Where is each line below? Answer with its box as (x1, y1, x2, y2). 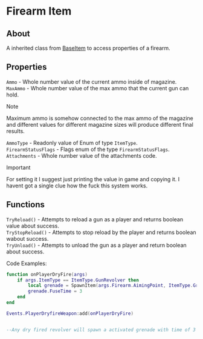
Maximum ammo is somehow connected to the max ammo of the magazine (6, 114, 193, 122)
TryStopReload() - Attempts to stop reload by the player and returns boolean (6, 229, 196, 236)
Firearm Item (6, 4, 72, 18)
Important (6, 164, 31, 171)
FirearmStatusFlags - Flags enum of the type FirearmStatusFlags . (6, 146, 170, 153)
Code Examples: (6, 260, 47, 267)
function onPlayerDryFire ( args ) (6, 271, 88, 277)
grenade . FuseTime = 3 (28, 288, 83, 295)
